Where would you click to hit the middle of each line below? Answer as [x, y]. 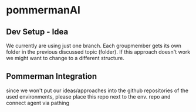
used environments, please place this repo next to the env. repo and [88, 96]
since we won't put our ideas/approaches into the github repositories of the [97, 90]
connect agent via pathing [38, 103]
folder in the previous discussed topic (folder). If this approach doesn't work [98, 52]
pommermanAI [43, 10]
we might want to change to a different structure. [65, 58]
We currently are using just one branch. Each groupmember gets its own [94, 45]
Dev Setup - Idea [37, 32]
